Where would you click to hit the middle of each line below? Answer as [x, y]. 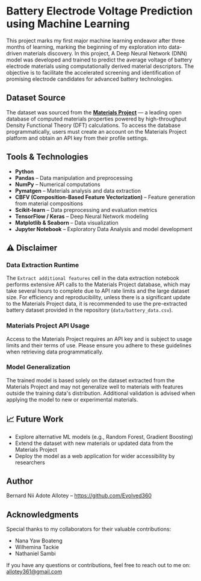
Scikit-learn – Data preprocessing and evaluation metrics [86, 210]
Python [24, 171]
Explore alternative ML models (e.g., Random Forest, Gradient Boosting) [104, 437]
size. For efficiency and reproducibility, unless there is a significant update [98, 297]
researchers [30, 462]
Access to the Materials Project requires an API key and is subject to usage [99, 339]
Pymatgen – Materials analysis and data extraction [78, 190]
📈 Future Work [35, 419]
